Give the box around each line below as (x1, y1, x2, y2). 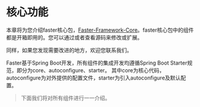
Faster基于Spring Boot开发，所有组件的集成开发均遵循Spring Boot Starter (6, 59, 187, 66)
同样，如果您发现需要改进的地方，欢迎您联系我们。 (6, 46, 132, 54)
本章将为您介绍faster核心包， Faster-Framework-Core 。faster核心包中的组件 (6, 26, 194, 33)
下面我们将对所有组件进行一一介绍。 (20, 94, 111, 102)
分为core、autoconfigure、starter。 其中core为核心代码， (22, 66, 165, 74)
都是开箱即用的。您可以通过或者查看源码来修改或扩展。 (6, 33, 143, 41)
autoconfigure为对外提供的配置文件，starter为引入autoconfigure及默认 (6, 74, 181, 81)
